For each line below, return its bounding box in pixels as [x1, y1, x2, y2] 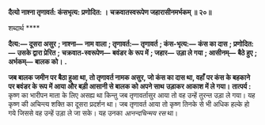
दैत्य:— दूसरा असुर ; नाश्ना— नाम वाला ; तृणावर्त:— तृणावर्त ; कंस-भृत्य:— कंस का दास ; [8, 40, 232, 48]
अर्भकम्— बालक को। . [8, 57, 67, 66]
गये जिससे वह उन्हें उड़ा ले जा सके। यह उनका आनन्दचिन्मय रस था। [8, 108, 179, 118]
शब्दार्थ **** [8, 24, 40, 32]
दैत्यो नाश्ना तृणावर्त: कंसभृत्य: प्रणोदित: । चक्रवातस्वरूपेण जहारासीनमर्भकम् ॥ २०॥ [8, 8, 212, 17]
